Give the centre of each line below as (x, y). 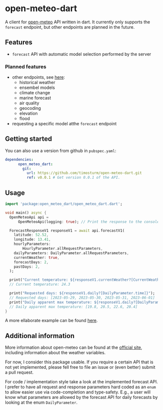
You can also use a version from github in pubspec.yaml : (61, 151)
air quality (29, 103)
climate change (35, 93)
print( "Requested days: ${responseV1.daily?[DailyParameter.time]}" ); (82, 293)
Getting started (29, 139)
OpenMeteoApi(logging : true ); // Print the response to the (80, 222)
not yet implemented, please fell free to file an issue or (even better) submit (80, 367)
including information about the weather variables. (55, 353)
